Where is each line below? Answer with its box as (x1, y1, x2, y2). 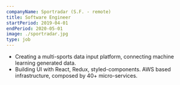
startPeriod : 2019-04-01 (6, 20, 68, 26)
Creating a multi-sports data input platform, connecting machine (14, 53, 174, 60)
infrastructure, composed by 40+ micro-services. (14, 72, 138, 79)
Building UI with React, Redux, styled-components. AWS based (14, 66, 171, 72)
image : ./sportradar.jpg (6, 31, 68, 37)
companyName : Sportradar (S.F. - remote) (6, 8, 112, 15)
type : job (6, 37, 31, 42)
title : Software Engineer (6, 14, 71, 20)
